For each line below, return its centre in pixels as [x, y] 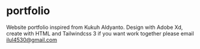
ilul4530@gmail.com [32, 40]
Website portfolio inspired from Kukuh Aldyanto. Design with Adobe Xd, [95, 27]
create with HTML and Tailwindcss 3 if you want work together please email [100, 33]
